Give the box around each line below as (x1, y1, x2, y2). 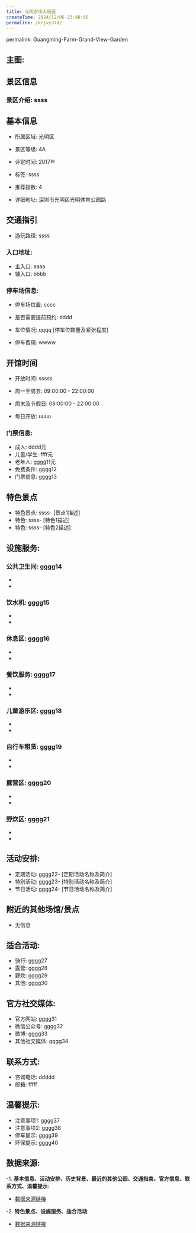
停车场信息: (6, 286, 39, 294)
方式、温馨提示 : (11, 1182, 50, 1190)
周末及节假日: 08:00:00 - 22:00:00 (14, 400, 99, 407)
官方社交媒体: (6, 998, 56, 1009)
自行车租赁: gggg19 (6, 743, 62, 751)
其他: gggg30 (14, 980, 48, 987)
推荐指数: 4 (14, 183, 43, 190)
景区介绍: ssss (6, 96, 48, 104)
